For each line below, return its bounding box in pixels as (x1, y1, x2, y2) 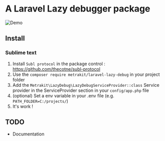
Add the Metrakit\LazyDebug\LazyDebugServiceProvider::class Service (12, 82, 159, 88)
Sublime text (5, 49, 37, 56)
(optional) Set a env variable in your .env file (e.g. (12, 92, 114, 98)
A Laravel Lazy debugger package (5, 3, 150, 15)
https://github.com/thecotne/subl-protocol (12, 66, 100, 72)
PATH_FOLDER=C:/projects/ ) (12, 98, 69, 104)
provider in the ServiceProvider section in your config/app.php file (12, 87, 149, 93)
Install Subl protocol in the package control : (12, 61, 105, 67)
